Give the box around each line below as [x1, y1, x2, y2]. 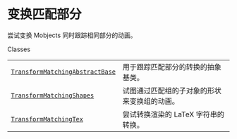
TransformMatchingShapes [11, 91, 95, 99]
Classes [7, 45, 30, 53]
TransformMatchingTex [11, 115, 83, 123]
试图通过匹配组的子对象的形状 [122, 86, 222, 95]
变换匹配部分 [7, 6, 83, 22]
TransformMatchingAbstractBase [11, 67, 116, 76]
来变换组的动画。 [122, 96, 180, 106]
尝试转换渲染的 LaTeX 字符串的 [122, 110, 224, 119]
